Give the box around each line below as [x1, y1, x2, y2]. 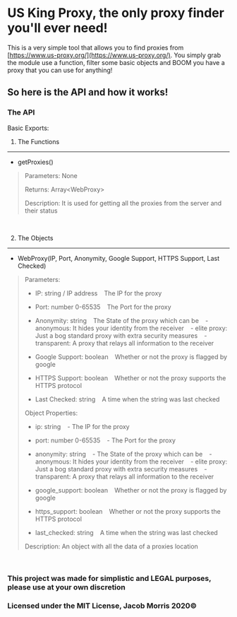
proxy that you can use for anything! [7, 66, 113, 74]
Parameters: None [24, 171, 78, 180]
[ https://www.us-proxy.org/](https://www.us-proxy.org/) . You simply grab [7, 51, 221, 59]
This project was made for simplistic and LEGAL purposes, [7, 573, 212, 583]
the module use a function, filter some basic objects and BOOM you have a [7, 58, 226, 66]
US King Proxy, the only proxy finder [7, 5, 224, 21]
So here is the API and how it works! [7, 86, 169, 98]
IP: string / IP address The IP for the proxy [35, 288, 162, 298]
